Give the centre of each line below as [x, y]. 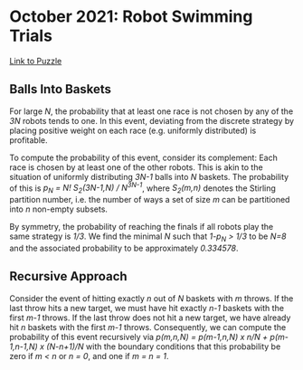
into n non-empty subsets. [59, 209]
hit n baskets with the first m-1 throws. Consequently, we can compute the [148, 327]
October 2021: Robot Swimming [131, 17]
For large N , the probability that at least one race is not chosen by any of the [151, 111]
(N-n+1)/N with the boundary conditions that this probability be [164, 346]
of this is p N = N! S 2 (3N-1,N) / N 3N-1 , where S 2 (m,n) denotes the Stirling [142, 188]
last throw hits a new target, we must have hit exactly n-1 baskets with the [147, 308]
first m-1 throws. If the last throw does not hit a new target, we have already [150, 318]
